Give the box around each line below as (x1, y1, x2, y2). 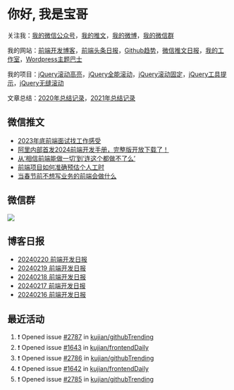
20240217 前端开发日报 (17, 281, 86, 290)
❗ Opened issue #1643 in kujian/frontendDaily (17, 343, 149, 352)
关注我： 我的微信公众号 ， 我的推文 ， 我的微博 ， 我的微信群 (7, 31, 174, 39)
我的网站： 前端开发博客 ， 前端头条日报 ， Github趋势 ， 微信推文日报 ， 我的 (7, 46, 218, 54)
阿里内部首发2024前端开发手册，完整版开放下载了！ (17, 145, 169, 154)
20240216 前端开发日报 (17, 291, 87, 299)
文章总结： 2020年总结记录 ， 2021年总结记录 (7, 93, 136, 102)
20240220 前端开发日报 (17, 255, 88, 264)
